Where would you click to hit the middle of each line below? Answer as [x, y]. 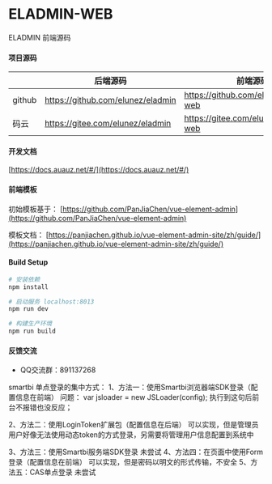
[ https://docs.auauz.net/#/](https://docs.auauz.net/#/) [99, 170]
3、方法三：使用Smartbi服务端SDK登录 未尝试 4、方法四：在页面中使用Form [136, 452]
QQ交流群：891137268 [58, 370]
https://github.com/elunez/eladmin [110, 100]
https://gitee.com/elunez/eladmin [108, 124]
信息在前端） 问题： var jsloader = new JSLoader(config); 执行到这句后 [134, 397]
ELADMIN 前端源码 [40, 37]
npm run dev [28, 309]
